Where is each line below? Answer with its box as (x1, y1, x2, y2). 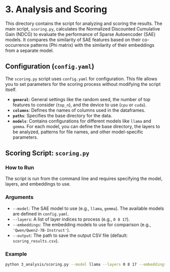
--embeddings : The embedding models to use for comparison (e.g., (12, 221, 151, 227)
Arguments (5, 194, 34, 201)
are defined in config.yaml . (12, 210, 69, 217)
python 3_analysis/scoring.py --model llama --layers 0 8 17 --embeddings (5, 262, 166, 267)
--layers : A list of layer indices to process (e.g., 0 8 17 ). (12, 216, 130, 222)
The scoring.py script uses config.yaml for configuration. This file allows (5, 75, 158, 82)
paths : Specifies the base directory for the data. (12, 112, 112, 118)
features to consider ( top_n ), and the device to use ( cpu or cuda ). (12, 102, 147, 108)
